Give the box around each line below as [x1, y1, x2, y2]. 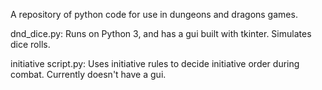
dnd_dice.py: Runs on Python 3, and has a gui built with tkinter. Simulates [10, 28, 312, 39]
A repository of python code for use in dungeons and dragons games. [10, 9, 298, 20]
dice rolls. [10, 39, 51, 50]
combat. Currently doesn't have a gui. [10, 69, 167, 80]
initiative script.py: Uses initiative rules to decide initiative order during [10, 58, 300, 69]
